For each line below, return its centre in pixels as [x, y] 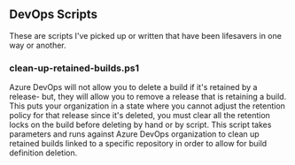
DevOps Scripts [54, 15]
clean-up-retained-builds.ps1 [74, 68]
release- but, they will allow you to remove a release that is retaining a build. [148, 97]
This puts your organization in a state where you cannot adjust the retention [147, 106]
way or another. [38, 45]
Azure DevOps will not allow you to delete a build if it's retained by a [133, 87]
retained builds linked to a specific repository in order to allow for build [138, 144]
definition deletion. [43, 153]
